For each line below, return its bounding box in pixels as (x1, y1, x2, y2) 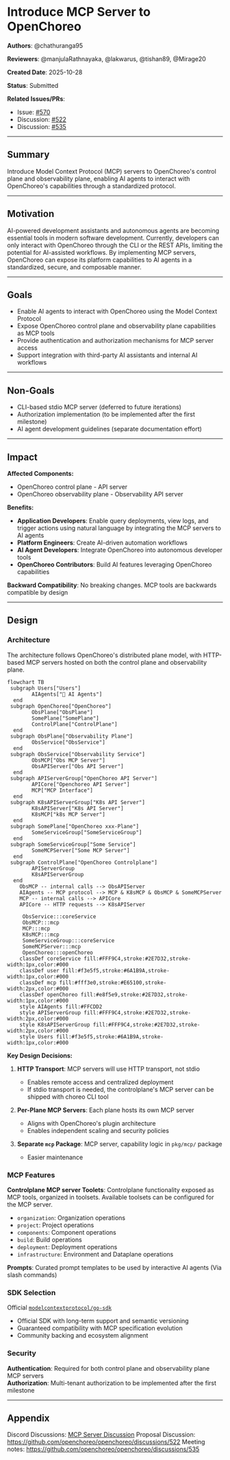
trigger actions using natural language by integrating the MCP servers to (16, 524, 221, 532)
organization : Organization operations (16, 1213, 125, 1222)
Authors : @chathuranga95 (7, 41, 84, 49)
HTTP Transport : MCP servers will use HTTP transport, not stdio (16, 1064, 201, 1073)
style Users (19, 1033, 53, 1040)
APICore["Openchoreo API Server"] (31, 781, 130, 788)
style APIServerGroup (19, 1009, 81, 1016)
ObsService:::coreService (22, 913, 97, 920)
